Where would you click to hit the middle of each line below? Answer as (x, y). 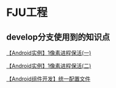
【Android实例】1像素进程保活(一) (49, 53)
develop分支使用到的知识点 (58, 37)
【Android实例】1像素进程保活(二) (49, 66)
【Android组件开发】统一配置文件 (48, 79)
